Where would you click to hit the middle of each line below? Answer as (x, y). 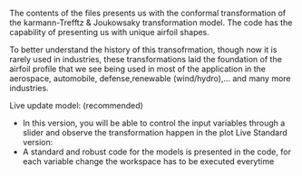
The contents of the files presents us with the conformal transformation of (148, 13)
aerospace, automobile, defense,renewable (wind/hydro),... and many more (150, 79)
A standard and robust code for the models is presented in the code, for (157, 152)
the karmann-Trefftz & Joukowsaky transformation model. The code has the (151, 23)
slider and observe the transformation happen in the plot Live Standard (155, 133)
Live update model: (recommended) (76, 106)
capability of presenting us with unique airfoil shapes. (110, 32)
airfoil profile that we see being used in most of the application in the (137, 69)
